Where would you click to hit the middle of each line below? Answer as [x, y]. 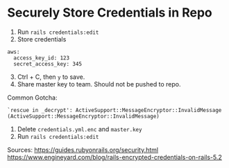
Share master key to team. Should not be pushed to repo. [99, 84]
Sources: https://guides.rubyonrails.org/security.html [83, 149]
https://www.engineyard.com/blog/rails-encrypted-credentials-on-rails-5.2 [114, 157]
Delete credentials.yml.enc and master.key [79, 129]
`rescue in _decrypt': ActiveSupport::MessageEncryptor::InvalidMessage [114, 110]
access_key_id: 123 [42, 58]
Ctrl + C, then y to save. [51, 77]
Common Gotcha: [32, 97]
